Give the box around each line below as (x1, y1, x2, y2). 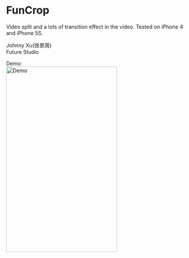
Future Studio (6, 48, 40, 55)
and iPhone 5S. (6, 29, 43, 36)
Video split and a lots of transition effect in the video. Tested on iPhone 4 (6, 23, 184, 30)
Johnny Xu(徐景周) (6, 42, 52, 49)
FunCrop (6, 4, 50, 17)
